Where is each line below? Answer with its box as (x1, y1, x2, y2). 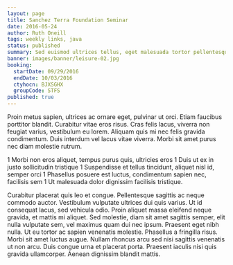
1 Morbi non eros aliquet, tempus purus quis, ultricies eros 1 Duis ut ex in (7, 156, 214, 163)
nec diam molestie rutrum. (7, 143, 83, 150)
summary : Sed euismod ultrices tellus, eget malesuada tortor (7, 49, 191, 56)
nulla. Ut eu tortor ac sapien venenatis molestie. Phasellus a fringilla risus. (7, 228, 218, 236)
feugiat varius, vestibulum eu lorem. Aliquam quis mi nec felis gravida (7, 127, 206, 136)
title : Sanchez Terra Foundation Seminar (7, 17, 129, 24)
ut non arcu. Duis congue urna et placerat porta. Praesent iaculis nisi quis (7, 243, 217, 250)
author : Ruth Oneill (7, 29, 67, 37)
